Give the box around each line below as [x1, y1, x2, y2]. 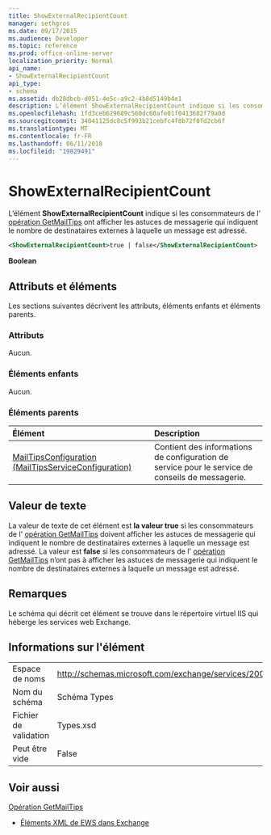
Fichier [12, 710, 39, 721]
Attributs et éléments [8, 280, 118, 293]
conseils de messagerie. [154, 471, 247, 483]
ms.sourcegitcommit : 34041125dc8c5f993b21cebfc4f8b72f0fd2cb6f [8, 117, 226, 125]
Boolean [8, 256, 37, 266]
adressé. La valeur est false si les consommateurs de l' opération [8, 546, 226, 556]
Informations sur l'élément [8, 640, 145, 654]
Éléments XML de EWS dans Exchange [19, 818, 150, 828]
